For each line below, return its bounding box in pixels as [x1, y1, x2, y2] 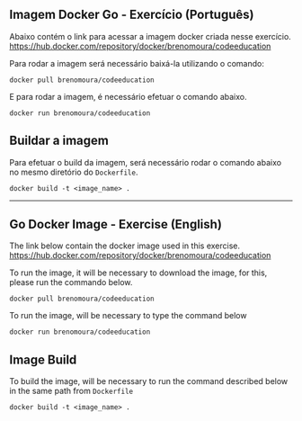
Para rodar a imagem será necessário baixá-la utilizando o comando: [9, 58, 265, 68]
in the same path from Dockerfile [9, 386, 133, 397]
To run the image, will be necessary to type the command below [9, 310, 247, 321]
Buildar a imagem [9, 133, 110, 148]
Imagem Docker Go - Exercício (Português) [9, 7, 254, 22]
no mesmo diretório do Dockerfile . [9, 166, 138, 177]
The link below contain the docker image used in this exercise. [9, 240, 241, 251]
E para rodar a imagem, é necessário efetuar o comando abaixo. [9, 91, 247, 102]
